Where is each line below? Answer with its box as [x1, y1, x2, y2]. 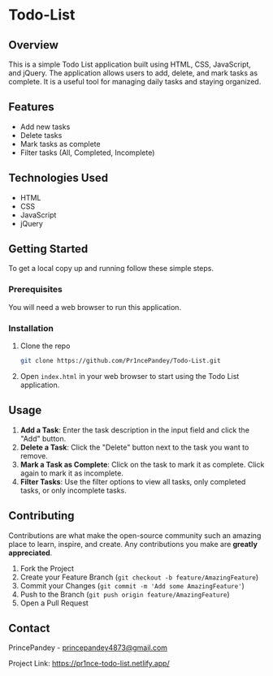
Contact [8, 621, 50, 635]
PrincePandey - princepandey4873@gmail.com [8, 643, 168, 652]
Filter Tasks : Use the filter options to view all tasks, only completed [19, 476, 246, 486]
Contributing [8, 509, 75, 523]
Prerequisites [8, 284, 63, 295]
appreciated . [8, 548, 53, 558]
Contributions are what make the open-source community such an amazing [8, 530, 262, 540]
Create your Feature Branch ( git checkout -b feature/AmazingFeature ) [19, 572, 259, 582]
